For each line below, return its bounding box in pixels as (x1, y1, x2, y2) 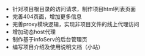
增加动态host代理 (12, 28, 56, 35)
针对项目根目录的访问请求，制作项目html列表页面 (12, 5, 136, 12)
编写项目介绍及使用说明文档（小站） (12, 43, 104, 51)
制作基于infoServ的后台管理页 (12, 36, 87, 43)
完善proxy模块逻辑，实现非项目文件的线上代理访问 (12, 21, 139, 27)
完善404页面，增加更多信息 (12, 13, 82, 20)
